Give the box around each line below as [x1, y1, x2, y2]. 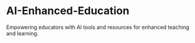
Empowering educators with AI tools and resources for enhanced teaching [6, 24, 190, 31]
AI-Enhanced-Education [6, 4, 130, 18]
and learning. [6, 29, 39, 37]
